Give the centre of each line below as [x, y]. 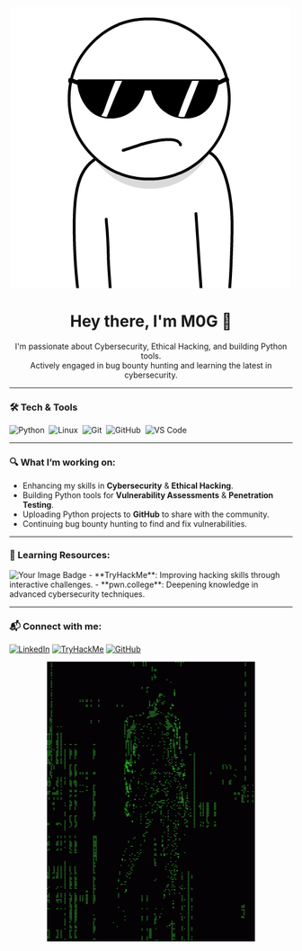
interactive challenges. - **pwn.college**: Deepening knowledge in [134, 584]
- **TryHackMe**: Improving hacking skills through [184, 574]
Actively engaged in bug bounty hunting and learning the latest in [151, 365]
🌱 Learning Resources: [60, 555]
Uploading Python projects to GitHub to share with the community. [146, 514]
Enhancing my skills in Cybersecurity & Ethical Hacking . [128, 485]
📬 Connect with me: [55, 626]
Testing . [38, 504]
